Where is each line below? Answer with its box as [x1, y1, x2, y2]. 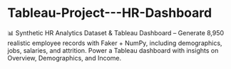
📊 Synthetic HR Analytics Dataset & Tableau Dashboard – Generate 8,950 [7, 28, 225, 37]
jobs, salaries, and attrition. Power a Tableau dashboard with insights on [7, 46, 219, 54]
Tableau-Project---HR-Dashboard [7, 5, 212, 21]
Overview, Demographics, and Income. [7, 54, 122, 62]
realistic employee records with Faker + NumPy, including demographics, [7, 39, 222, 47]
